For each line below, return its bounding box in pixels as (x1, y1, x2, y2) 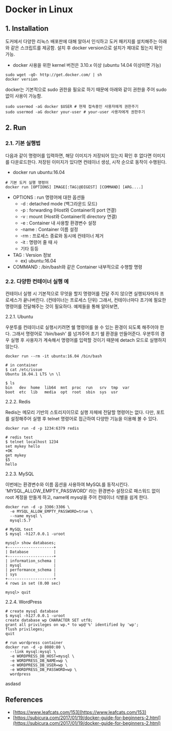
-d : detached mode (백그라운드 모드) (20, 200, 98, 206)
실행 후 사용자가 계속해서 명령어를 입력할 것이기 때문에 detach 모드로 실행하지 (10, 337, 166, 343)
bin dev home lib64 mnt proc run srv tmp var (5, 385, 130, 390)
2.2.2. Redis (5, 398, 31, 405)
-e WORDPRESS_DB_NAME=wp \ (10, 658, 68, 663)
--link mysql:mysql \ (10, 649, 56, 654)
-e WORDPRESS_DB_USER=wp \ (10, 662, 68, 668)
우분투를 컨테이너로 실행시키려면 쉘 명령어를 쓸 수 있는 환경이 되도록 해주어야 (5, 324, 159, 330)
